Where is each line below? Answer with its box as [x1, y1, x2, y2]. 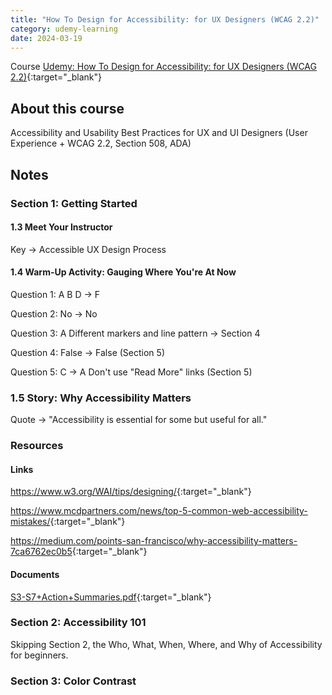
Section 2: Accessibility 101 [10, 616, 147, 630]
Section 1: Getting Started [10, 196, 138, 210]
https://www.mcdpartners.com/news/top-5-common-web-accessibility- [10, 505, 308, 517]
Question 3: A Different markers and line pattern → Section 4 [10, 327, 261, 339]
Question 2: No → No [10, 307, 98, 320]
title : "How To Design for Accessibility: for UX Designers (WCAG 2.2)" [10, 14, 320, 25]
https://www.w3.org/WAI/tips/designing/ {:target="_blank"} [10, 486, 252, 498]
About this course [10, 100, 125, 117]
